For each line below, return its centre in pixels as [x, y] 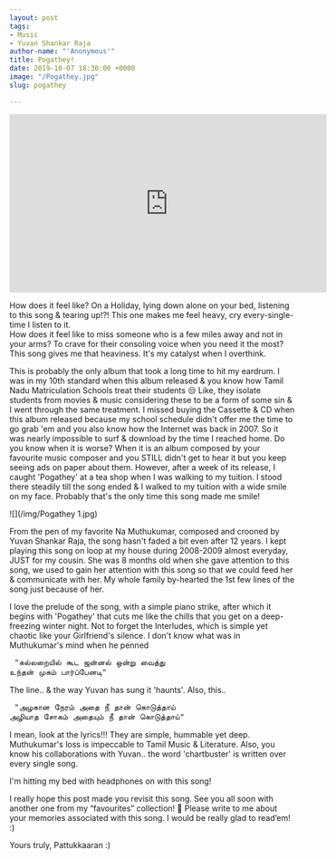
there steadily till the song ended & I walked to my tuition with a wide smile [148, 487]
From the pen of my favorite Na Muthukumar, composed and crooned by [144, 531]
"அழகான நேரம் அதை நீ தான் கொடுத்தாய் [95, 707]
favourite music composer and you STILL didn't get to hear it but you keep [148, 458]
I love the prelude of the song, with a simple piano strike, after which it [140, 606]
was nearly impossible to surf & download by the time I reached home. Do [147, 438]
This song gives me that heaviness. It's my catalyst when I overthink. [138, 353]
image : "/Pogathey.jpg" [54, 77]
